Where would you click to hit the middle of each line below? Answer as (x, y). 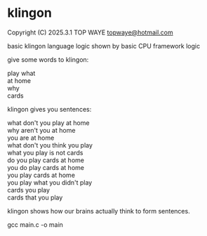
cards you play (29, 190)
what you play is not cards (45, 152)
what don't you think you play (50, 145)
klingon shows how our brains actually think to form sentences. (99, 211)
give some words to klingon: (48, 59)
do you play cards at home (46, 160)
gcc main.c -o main (35, 224)
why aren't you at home (41, 130)
